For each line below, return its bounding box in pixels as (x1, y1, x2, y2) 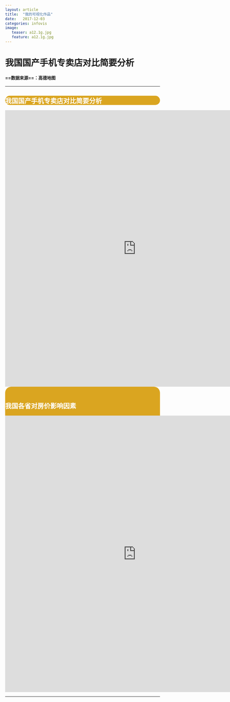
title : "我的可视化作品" (5, 12, 53, 17)
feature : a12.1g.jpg (11, 35, 54, 40)
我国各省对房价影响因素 (5, 402, 76, 410)
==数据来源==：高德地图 (5, 75, 56, 81)
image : (5, 26, 19, 30)
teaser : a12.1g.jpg (11, 30, 52, 35)
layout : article (5, 7, 38, 12)
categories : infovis (5, 21, 48, 26)
